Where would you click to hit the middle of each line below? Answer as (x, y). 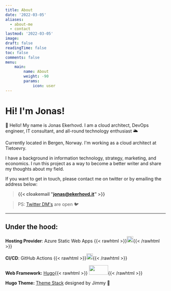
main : (20, 67)
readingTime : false (26, 48)
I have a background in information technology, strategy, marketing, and (81, 158)
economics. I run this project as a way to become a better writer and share (83, 163)
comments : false (22, 57)
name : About (36, 72)
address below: (21, 184)
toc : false (17, 52)
